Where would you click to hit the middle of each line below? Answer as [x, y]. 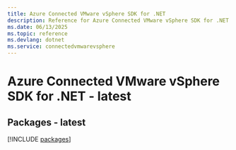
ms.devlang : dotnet [36, 40]
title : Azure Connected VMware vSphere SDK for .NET [87, 14]
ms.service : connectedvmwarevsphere [61, 46]
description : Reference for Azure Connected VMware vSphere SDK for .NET [118, 20]
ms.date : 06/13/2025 [38, 27]
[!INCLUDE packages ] [39, 139]
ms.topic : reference [38, 33]
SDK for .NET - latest [70, 96]
